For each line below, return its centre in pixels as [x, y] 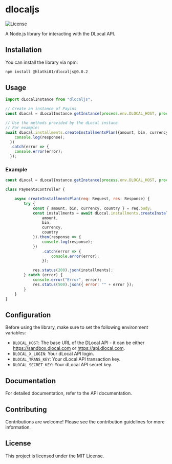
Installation [24, 50]
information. [18, 427]
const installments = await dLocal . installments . [87, 213]
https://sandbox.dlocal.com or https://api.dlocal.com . [69, 348]
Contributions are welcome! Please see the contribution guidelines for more [85, 422]
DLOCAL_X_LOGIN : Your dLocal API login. [53, 354]
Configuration [28, 315]
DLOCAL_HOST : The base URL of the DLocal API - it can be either [79, 343]
